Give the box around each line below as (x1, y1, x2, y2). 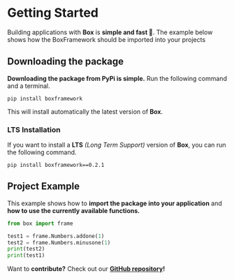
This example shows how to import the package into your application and (7, 199, 222, 207)
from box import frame (7, 220, 73, 227)
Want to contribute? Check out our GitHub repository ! (7, 265, 166, 273)
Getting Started (7, 5, 99, 21)
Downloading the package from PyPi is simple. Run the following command (7, 74, 227, 82)
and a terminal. (7, 82, 50, 90)
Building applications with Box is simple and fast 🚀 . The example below (7, 28, 213, 36)
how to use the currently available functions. (7, 206, 140, 214)
